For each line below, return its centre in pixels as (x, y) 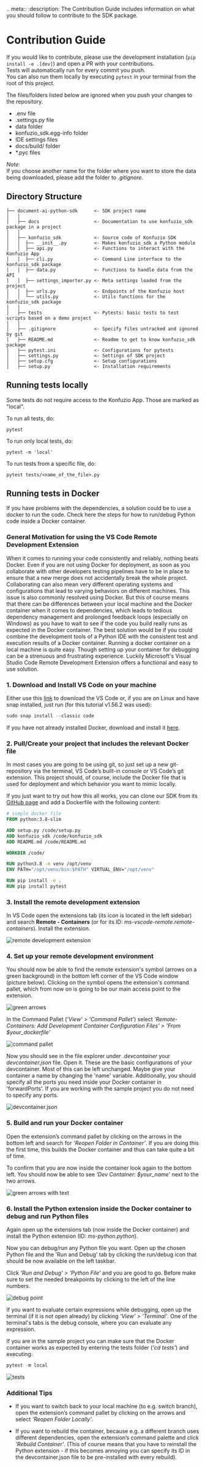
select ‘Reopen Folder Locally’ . (54, 1419)
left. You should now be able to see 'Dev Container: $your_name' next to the (102, 1174)
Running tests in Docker (53, 493)
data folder (29, 126)
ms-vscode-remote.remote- (159, 922)
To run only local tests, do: (40, 441)
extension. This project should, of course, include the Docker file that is (96, 777)
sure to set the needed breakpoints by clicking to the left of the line (91, 1279)
